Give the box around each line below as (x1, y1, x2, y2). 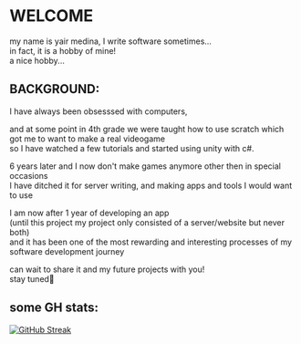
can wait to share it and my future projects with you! (9, 264, 205, 275)
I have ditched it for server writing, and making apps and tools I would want (9, 180, 293, 191)
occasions (9, 170, 48, 181)
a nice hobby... (9, 55, 66, 66)
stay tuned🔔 (9, 273, 55, 284)
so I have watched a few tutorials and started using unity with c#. (9, 142, 254, 153)
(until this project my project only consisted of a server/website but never (9, 216, 285, 228)
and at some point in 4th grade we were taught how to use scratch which (9, 123, 285, 134)
